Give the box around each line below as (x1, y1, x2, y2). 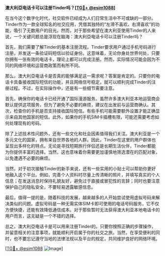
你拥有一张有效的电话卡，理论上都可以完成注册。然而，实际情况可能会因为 (5, 57, 156, 62)
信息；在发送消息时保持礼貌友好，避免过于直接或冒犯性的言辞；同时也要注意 (5, 178, 160, 184)
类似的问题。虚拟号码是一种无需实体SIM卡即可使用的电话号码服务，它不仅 (9, 201, 160, 206)
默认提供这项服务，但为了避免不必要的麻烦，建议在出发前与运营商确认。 (5, 102, 151, 108)
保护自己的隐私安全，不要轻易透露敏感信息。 (5, 184, 96, 190)
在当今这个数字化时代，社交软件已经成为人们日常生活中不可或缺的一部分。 (5, 15, 156, 21)
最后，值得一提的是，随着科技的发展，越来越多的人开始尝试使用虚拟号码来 (5, 195, 156, 200)
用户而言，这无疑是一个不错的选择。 (5, 213, 79, 219)
